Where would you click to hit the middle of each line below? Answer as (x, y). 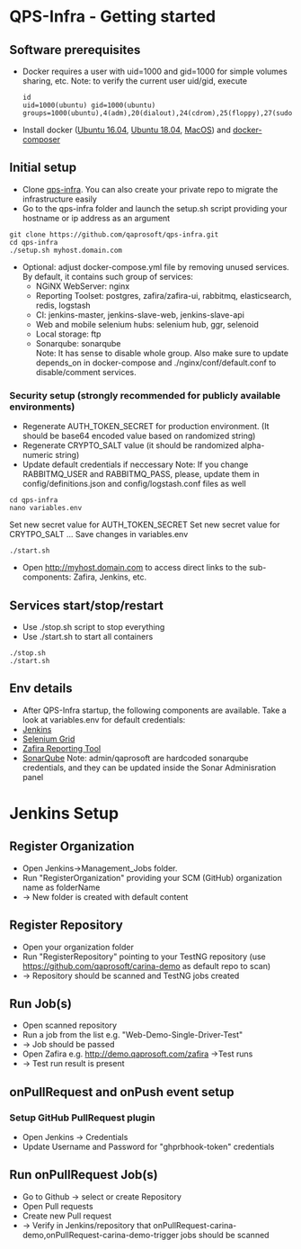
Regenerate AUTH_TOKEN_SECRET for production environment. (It (146, 427)
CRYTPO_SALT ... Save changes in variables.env (99, 535)
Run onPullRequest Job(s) (84, 1175)
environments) (42, 407)
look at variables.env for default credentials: (104, 719)
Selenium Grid (49, 739)
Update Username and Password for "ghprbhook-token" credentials (148, 1147)
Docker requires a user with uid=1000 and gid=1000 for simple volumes (155, 71)
